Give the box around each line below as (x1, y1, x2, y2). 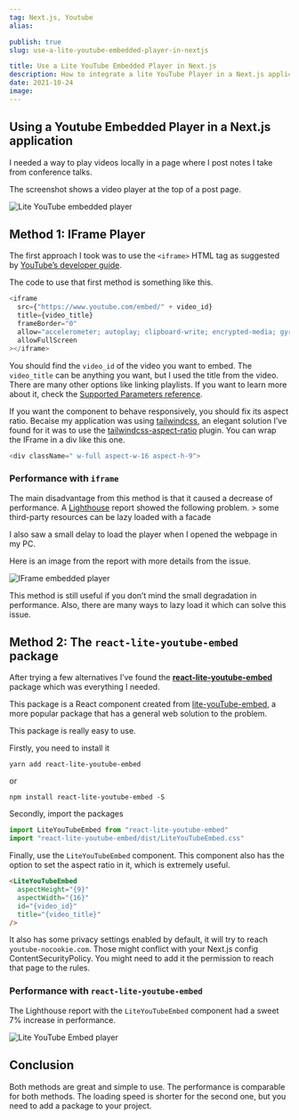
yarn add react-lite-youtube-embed (9, 760, 141, 769)
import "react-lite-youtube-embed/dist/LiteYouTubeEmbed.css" (9, 834, 245, 843)
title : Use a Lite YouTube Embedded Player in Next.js (9, 61, 217, 71)
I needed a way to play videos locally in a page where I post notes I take (9, 157, 273, 167)
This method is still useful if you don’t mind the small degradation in (9, 589, 257, 601)
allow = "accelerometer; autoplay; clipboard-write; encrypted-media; (17, 327, 277, 337)
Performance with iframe (9, 473, 119, 485)
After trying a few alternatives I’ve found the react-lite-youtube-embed (9, 672, 273, 683)
